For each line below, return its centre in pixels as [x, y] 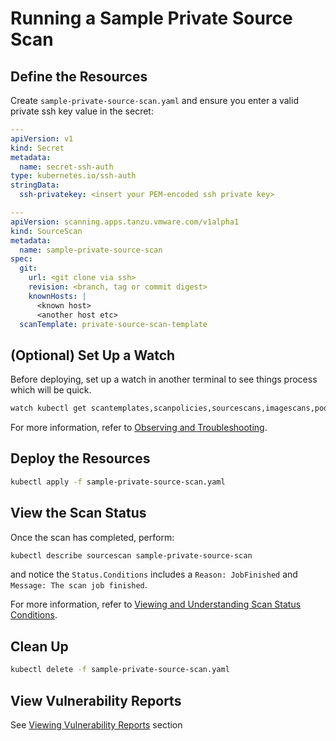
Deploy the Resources [80, 458]
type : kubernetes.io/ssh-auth [73, 176]
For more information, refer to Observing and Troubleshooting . [139, 428]
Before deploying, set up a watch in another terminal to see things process [164, 379]
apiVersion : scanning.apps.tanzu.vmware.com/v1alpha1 [125, 222]
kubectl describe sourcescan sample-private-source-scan [131, 555]
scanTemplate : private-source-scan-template [113, 324]
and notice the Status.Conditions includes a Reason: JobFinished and [154, 574]
